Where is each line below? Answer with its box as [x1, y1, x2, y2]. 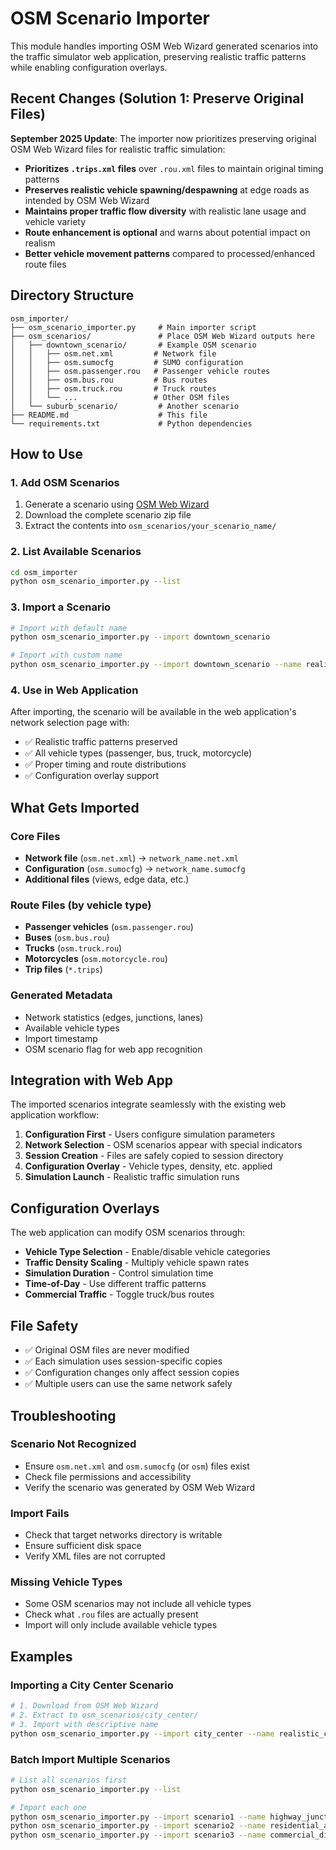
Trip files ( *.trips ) [24, 963, 103, 976]
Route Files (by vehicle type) [10, 898, 152, 912]
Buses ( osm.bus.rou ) [24, 932, 110, 944]
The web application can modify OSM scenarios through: [10, 1227, 246, 1239]
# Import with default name [10, 623, 128, 633]
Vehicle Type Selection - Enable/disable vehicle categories [24, 1246, 271, 1258]
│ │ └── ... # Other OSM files [10, 392, 230, 402]
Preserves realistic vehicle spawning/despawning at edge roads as [24, 183, 310, 196]
